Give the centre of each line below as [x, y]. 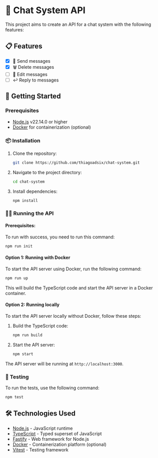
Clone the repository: [35, 153]
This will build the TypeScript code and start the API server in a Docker [79, 287]
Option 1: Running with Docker [38, 258]
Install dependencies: [35, 191]
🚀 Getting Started [33, 96]
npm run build [27, 335]
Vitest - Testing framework [41, 449]
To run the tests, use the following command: [52, 388]
